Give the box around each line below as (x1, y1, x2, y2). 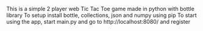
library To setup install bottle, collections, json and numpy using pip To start (6, 12, 197, 19)
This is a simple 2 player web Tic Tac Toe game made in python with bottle (6, 5, 194, 12)
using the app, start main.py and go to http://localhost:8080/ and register (6, 18, 191, 25)
